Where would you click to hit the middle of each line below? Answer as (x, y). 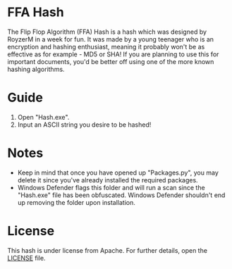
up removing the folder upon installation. (77, 202)
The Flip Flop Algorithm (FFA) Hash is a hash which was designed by (107, 32)
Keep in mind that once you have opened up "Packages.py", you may (118, 173)
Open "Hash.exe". (43, 117)
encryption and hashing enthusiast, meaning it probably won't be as (106, 46)
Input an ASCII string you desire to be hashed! (84, 125)
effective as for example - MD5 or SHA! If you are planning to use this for (113, 54)
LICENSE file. (26, 258)
